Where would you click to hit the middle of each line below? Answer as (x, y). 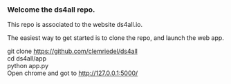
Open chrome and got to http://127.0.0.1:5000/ (73, 73)
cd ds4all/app (27, 59)
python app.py (28, 66)
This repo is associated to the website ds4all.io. (75, 25)
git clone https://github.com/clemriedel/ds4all (73, 51)
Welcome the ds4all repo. (51, 10)
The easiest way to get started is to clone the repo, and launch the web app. (116, 38)
